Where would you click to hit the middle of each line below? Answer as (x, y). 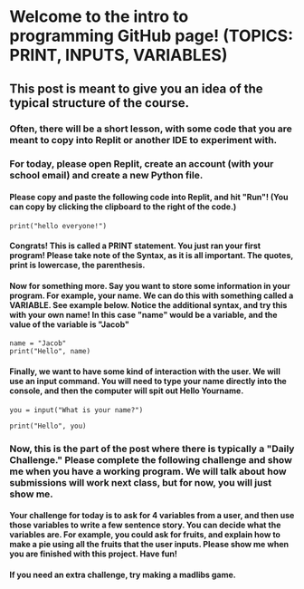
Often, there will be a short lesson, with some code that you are (151, 129)
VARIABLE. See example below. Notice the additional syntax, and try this (148, 304)
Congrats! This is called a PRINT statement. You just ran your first (135, 246)
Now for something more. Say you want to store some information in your (150, 285)
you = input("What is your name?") (76, 410)
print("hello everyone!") (58, 226)
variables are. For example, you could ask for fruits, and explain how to (145, 535)
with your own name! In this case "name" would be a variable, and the (143, 314)
